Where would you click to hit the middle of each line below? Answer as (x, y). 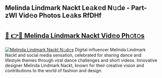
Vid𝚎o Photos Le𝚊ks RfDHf (60, 16)
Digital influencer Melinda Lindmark (110, 50)
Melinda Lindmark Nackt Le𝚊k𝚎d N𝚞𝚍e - (67, 8)
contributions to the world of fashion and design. (54, 70)
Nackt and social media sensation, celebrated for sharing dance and (73, 55)
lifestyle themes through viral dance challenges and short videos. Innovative (81, 60)
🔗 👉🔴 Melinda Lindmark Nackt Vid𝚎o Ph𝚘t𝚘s (75, 36)
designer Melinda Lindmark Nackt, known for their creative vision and (74, 65)
